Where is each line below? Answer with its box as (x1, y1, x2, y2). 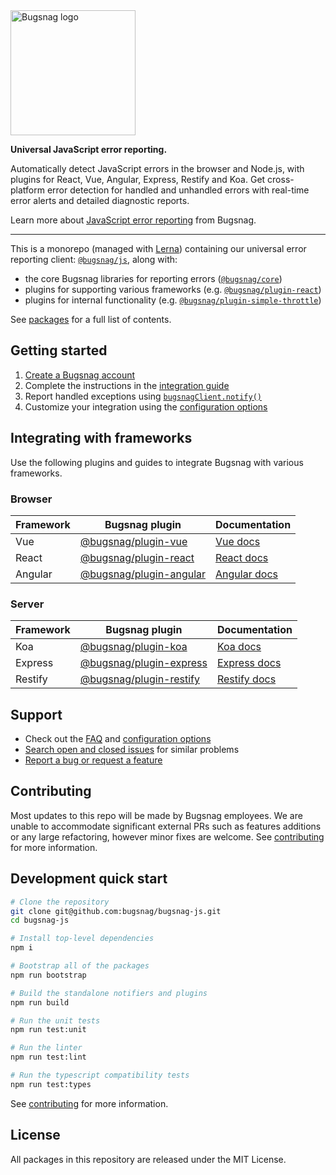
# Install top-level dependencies (10, 934, 155, 944)
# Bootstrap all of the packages (10, 961, 150, 971)
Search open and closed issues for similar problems (24, 744, 240, 756)
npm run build (10, 997, 70, 1008)
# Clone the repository (10, 897, 110, 907)
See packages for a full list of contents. (10, 314, 172, 325)
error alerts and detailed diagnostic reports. (10, 195, 190, 206)
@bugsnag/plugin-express (79, 656, 208, 670)
